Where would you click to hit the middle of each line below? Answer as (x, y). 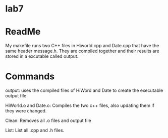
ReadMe (23, 32)
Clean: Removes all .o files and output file (48, 120)
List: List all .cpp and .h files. (35, 130)
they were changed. (26, 111)
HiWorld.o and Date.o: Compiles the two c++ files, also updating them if (80, 105)
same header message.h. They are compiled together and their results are (82, 51)
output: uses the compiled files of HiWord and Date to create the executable (84, 90)
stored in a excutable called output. (42, 56)
